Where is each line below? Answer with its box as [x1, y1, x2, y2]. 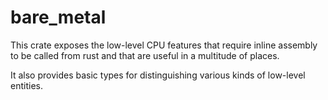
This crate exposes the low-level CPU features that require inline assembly [10, 39, 318, 51]
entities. [10, 79, 43, 91]
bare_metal [10, 6, 107, 29]
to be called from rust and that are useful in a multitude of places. [10, 49, 280, 61]
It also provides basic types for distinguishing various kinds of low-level [10, 69, 306, 81]
